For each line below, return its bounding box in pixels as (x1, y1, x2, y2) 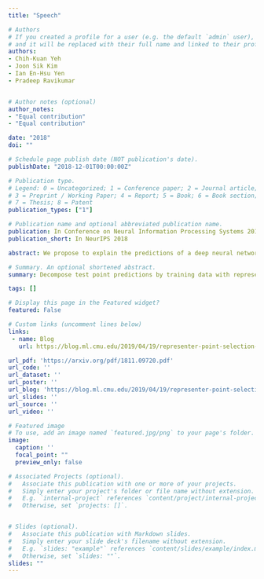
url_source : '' (8, 400, 58, 409)
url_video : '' (8, 408, 55, 416)
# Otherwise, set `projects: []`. (8, 502, 128, 510)
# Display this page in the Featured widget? (8, 299, 159, 307)
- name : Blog (11, 335, 55, 343)
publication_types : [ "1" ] (8, 206, 93, 214)
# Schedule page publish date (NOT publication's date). (8, 156, 199, 163)
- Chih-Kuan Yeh (8, 55, 61, 63)
